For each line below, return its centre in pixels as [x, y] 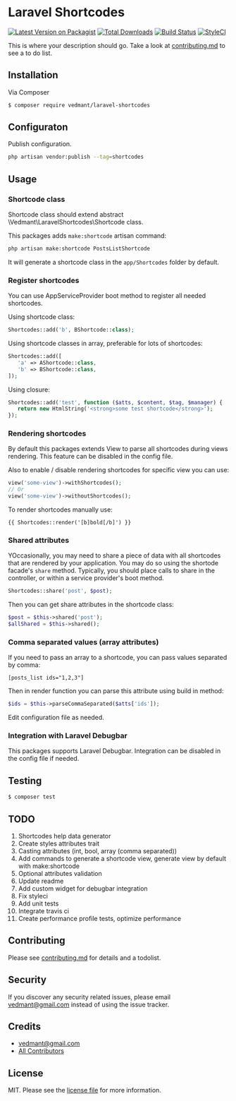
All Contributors [41, 1051]
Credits [25, 1027]
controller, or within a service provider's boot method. [86, 578]
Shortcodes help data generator [64, 836]
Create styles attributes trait [59, 843]
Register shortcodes [44, 280]
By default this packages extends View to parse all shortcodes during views [118, 449]
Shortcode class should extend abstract [66, 215]
